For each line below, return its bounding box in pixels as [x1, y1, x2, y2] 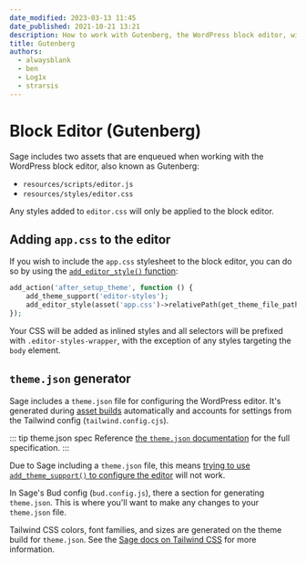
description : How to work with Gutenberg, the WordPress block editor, [9, 30, 287, 39]
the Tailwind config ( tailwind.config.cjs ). [9, 414, 169, 425]
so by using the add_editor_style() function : [9, 265, 178, 276]
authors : [9, 47, 43, 57]
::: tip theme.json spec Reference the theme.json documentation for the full [9, 432, 291, 443]
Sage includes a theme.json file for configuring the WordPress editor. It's [9, 395, 281, 406]
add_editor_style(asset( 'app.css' [25, 300, 157, 310]
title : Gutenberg [9, 38, 76, 48]
